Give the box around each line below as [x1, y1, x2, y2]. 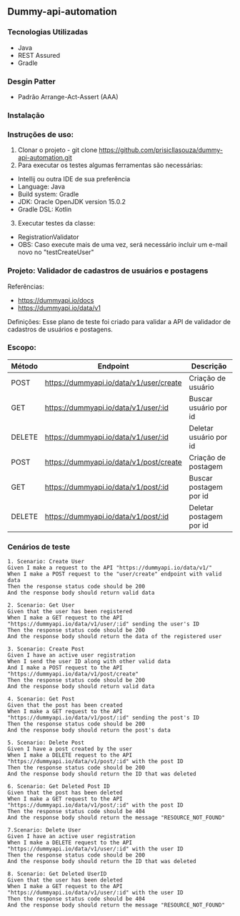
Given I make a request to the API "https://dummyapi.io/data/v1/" [7, 564, 213, 572]
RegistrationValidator [17, 233, 79, 241]
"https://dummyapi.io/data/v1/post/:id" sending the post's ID [7, 714, 200, 722]
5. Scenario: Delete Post [7, 739, 84, 747]
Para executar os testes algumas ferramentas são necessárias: [17, 161, 204, 170]
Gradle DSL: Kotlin [17, 205, 72, 213]
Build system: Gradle [17, 190, 79, 198]
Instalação [7, 110, 45, 120]
